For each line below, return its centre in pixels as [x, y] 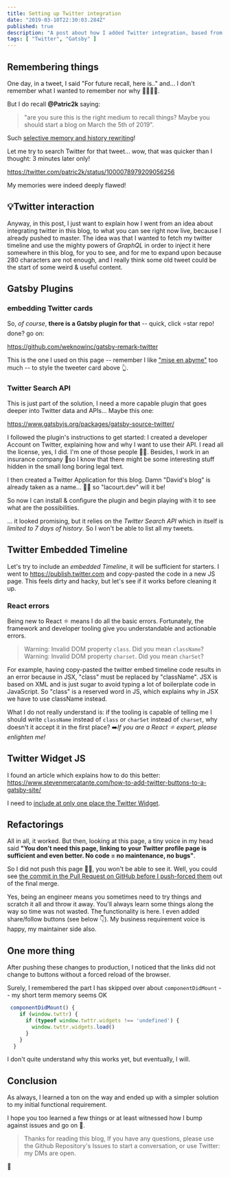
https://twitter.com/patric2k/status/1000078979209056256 [91, 172]
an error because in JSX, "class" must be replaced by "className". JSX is [112, 677]
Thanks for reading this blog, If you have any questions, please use [119, 1139]
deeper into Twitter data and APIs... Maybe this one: [81, 410]
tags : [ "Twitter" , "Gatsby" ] [52, 39]
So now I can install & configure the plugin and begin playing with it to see [112, 500]
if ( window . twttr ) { [49, 1014]
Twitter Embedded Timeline [68, 550]
